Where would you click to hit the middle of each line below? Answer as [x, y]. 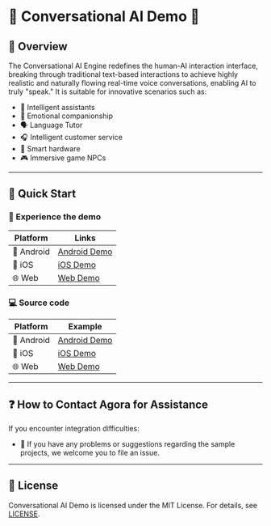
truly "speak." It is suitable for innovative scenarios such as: [108, 91]
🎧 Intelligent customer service [71, 137]
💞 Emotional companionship [67, 116]
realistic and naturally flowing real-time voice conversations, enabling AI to [132, 83]
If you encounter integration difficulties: [74, 428]
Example [85, 326]
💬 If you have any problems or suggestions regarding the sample [127, 443]
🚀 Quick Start [42, 194]
